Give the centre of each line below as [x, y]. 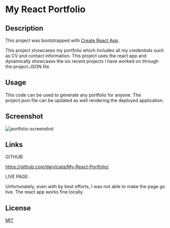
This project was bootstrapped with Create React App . [63, 40]
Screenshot [24, 117]
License [18, 208]
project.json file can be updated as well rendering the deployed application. [85, 100]
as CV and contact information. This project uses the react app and [76, 56]
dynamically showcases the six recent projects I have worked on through [82, 61]
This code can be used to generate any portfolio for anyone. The [73, 95]
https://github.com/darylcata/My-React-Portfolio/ [57, 167]
